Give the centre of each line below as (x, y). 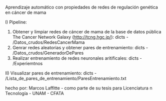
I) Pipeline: (16, 22)
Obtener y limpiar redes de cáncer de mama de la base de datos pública (87, 32)
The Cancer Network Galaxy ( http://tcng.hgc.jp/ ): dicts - (70, 37)
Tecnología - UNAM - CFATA (34, 93)
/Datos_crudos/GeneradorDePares (48, 53)
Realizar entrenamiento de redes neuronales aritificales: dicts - (77, 58)
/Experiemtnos (27, 63)
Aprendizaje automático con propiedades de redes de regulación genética (82, 7)
